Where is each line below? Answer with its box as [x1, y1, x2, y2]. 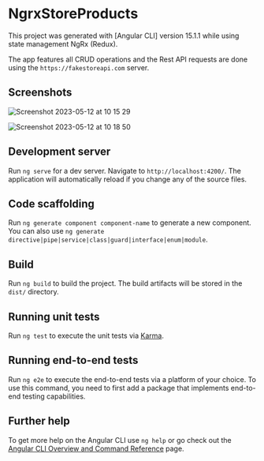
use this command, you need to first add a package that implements [8, 383, 229, 392]
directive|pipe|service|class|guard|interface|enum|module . [8, 234, 208, 245]
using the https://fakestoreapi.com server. [8, 62, 150, 72]
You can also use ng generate [8, 227, 105, 236]
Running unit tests [8, 309, 100, 324]
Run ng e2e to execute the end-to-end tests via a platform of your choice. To [8, 374, 257, 384]
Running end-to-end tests [8, 354, 139, 367]
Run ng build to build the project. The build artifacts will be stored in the [8, 279, 243, 288]
